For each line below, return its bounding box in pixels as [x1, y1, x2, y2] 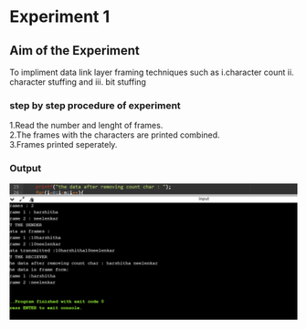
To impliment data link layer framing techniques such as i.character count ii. [9, 67, 294, 77]
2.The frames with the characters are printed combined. [9, 129, 221, 140]
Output [9, 162, 42, 175]
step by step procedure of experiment [9, 98, 181, 111]
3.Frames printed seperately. [9, 139, 118, 150]
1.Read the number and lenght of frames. [9, 120, 164, 131]
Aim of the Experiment [9, 43, 140, 58]
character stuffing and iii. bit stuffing [9, 77, 146, 87]
